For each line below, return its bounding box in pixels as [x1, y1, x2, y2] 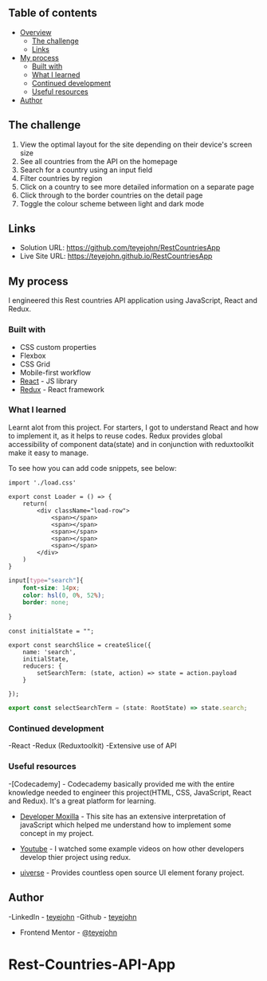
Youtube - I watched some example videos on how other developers [19, 844, 245, 853]
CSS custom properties [19, 342, 97, 351]
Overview [19, 27, 52, 37]
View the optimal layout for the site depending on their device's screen [19, 139, 253, 149]
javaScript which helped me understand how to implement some [19, 820, 232, 830]
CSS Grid [19, 359, 50, 369]
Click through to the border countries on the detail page [19, 190, 203, 200]
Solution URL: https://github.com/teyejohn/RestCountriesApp [19, 243, 221, 253]
